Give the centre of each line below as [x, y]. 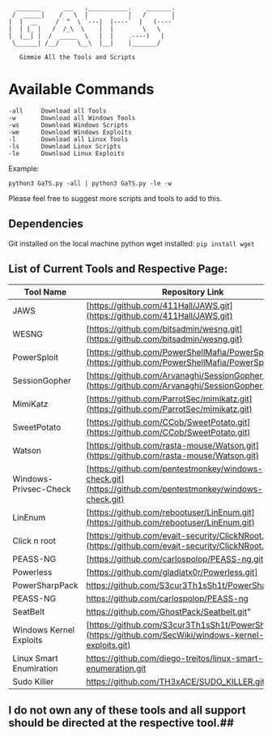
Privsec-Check [42, 489]
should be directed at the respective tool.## [121, 723]
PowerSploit [36, 357]
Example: [24, 168]
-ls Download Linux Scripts [65, 146]
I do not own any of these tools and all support [127, 710]
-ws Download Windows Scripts [68, 125]
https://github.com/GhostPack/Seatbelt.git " [168, 611]
